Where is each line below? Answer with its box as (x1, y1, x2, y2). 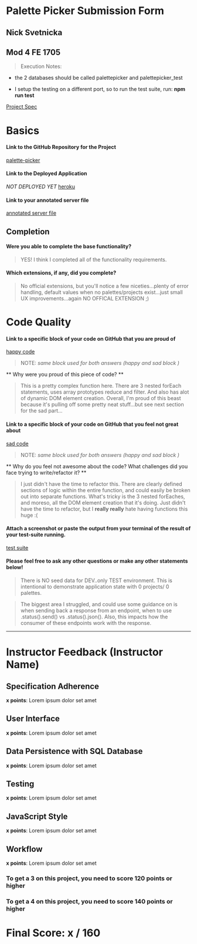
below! (6, 564, 23, 571)
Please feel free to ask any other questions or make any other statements (6, 557, 188, 564)
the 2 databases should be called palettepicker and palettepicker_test (14, 75, 183, 82)
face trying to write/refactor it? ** (6, 469, 87, 476)
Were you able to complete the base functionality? (6, 243, 132, 250)
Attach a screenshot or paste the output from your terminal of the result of (6, 525, 191, 532)
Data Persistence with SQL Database (6, 746, 143, 756)
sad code (6, 440, 29, 447)
